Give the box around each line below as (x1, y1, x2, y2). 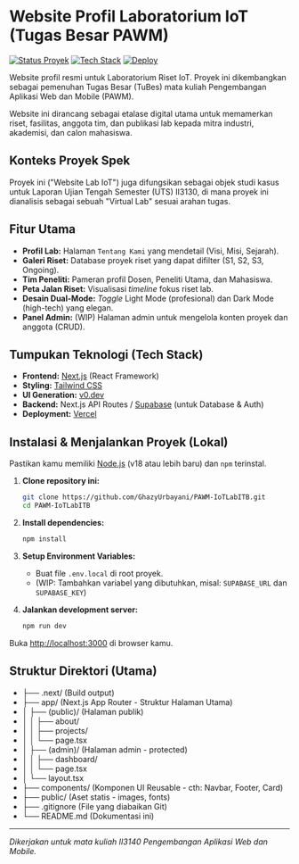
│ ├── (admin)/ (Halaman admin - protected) (21, 744, 189, 755)
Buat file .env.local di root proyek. (35, 568, 164, 578)
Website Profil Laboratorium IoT (9, 6, 249, 27)
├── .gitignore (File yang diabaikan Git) (21, 801, 167, 811)
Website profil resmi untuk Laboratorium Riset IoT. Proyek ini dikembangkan (9, 71, 287, 82)
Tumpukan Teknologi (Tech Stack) (9, 346, 204, 362)
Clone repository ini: (21, 476, 100, 486)
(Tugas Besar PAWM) (9, 25, 169, 46)
